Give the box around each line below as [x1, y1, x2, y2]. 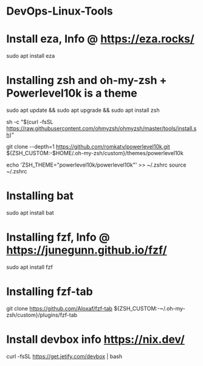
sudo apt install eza [6, 52, 55, 60]
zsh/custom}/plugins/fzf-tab [6, 311, 78, 319]
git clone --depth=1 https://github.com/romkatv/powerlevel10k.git [6, 143, 170, 150]
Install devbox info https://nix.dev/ [6, 333, 185, 347]
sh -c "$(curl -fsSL [6, 119, 53, 126]
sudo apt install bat [6, 209, 54, 216]
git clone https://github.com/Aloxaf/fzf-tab [6, 305, 112, 312]
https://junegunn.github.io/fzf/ [6, 243, 167, 257]
